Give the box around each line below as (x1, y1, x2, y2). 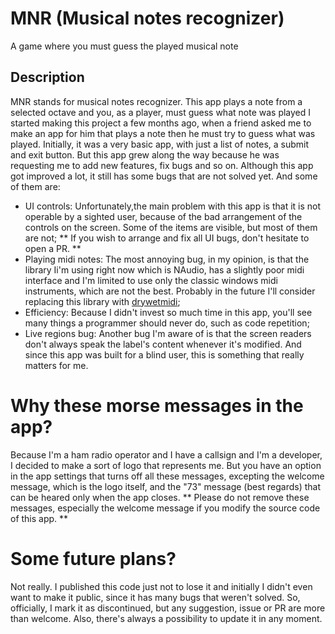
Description (10, 69, 85, 86)
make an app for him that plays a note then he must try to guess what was (10, 127, 316, 139)
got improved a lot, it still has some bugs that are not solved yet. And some (10, 170, 318, 182)
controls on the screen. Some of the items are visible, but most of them (24, 221, 318, 233)
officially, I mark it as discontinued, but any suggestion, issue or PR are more (10, 602, 326, 614)
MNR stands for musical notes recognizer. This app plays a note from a (10, 95, 303, 107)
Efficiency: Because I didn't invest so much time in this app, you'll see (24, 306, 313, 318)
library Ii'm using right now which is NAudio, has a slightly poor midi (24, 263, 305, 276)
